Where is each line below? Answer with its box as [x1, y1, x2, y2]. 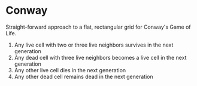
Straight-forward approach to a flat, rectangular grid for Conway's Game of [5, 23, 191, 30]
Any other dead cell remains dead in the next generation [14, 73, 153, 80]
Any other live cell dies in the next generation [14, 66, 126, 73]
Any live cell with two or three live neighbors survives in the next [14, 41, 174, 48]
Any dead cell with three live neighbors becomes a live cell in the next [14, 54, 187, 61]
